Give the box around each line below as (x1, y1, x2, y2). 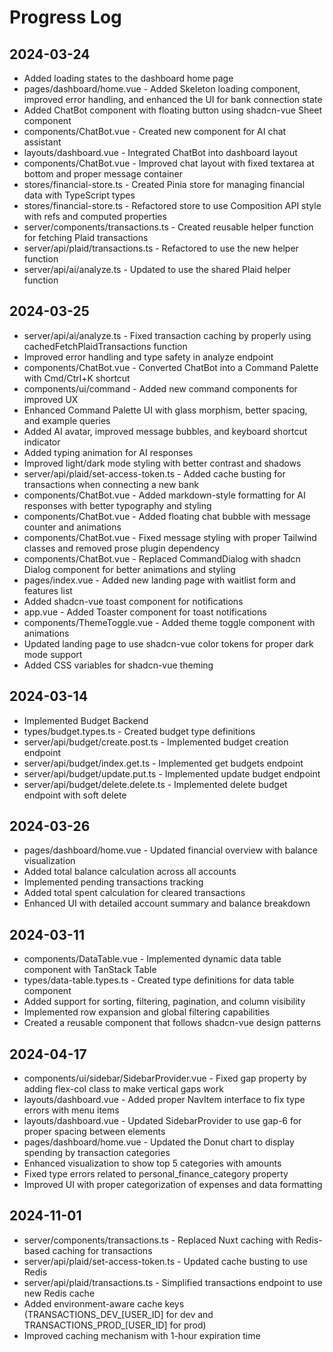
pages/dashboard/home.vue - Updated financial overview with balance (23, 844, 318, 856)
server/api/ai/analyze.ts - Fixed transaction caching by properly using (23, 329, 312, 341)
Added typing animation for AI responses (23, 446, 194, 458)
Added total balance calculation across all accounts (23, 866, 237, 878)
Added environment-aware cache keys (23, 1297, 185, 1310)
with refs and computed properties (23, 211, 167, 222)
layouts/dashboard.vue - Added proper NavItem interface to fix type (23, 1094, 306, 1106)
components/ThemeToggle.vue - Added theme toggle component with (23, 616, 316, 628)
